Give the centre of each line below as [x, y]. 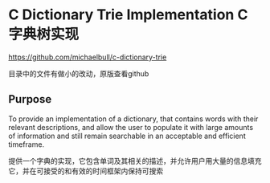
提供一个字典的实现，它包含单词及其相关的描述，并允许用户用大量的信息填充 [135, 161]
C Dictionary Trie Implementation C [128, 15]
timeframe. [27, 144]
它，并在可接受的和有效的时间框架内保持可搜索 [86, 171]
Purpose [30, 99]
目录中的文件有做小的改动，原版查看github [79, 73]
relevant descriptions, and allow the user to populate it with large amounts [131, 127]
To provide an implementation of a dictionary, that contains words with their [133, 119]
